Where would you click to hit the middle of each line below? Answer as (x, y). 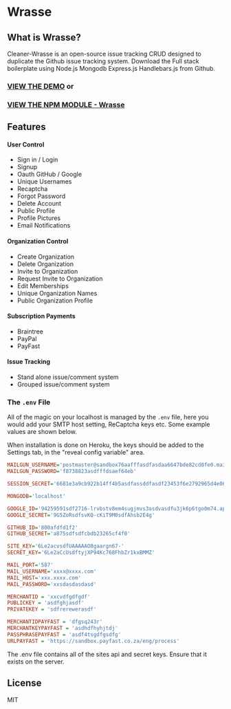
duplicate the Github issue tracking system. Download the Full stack (103, 61)
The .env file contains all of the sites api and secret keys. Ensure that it (107, 654)
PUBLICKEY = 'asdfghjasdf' (46, 603)
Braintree (30, 331)
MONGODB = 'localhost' (37, 496)
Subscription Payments (41, 316)
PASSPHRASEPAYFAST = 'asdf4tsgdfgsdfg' (64, 634)
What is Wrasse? (44, 37)
